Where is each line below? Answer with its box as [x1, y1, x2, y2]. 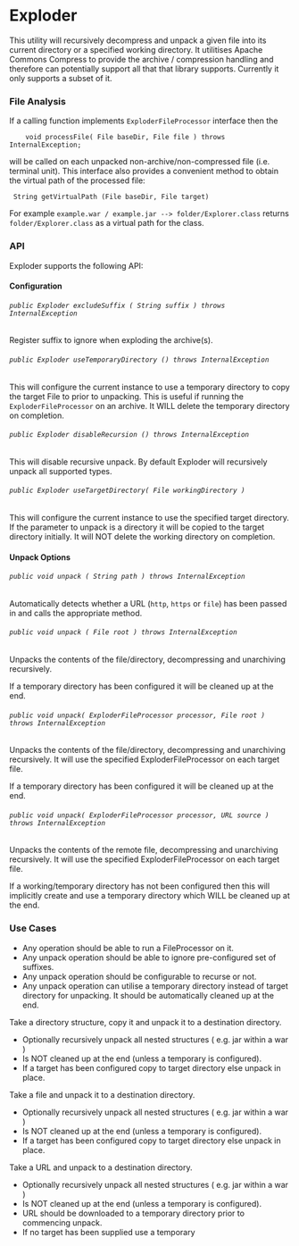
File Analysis [9, 95, 67, 107]
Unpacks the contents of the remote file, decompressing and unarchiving [9, 845, 278, 856]
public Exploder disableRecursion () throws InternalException [9, 431, 250, 439]
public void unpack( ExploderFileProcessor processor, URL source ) [9, 810, 270, 820]
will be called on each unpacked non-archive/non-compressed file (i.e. [9, 156, 270, 167]
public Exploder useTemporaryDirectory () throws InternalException [9, 355, 270, 364]
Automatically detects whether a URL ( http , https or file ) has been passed [9, 598, 287, 608]
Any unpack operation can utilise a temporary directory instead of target [21, 980, 288, 991]
